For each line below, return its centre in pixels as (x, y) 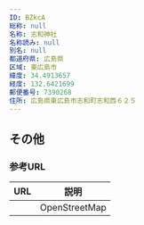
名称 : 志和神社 (33, 34)
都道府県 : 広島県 (36, 59)
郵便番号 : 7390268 (41, 92)
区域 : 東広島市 (33, 68)
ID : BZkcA (28, 17)
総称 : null (28, 26)
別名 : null (28, 51)
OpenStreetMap (73, 208)
